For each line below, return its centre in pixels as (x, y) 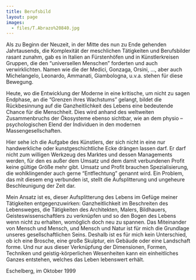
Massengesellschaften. (34, 131)
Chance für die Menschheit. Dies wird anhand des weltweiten (80, 112)
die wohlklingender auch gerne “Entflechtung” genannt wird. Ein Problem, (95, 173)
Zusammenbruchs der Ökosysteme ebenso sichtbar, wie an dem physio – (94, 119)
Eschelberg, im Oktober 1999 (41, 271)
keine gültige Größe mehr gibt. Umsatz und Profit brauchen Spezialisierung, (97, 167)
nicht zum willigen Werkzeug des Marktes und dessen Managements (89, 155)
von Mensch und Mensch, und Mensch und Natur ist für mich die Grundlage (98, 228)
